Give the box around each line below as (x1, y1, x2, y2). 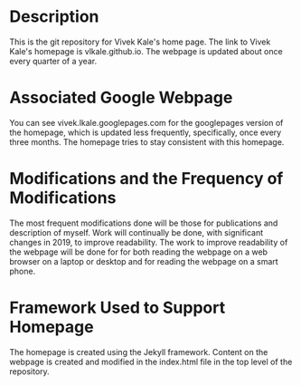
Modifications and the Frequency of (9, 169, 284, 189)
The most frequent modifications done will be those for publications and (9, 217, 278, 228)
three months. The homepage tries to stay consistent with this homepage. (9, 136, 285, 147)
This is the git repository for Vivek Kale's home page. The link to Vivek (9, 36, 271, 47)
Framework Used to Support (9, 297, 226, 318)
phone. (9, 265, 36, 276)
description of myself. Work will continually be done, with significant (9, 227, 264, 237)
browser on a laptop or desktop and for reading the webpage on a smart (9, 256, 278, 266)
